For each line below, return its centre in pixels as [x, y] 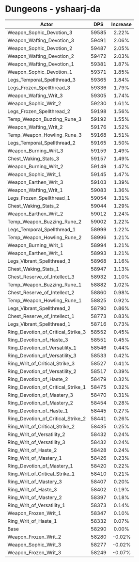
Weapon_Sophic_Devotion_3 [40, 32]
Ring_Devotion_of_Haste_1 [38, 411]
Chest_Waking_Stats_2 [33, 206]
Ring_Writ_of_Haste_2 [32, 450]
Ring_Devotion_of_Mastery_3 [40, 395]
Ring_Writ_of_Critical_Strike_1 [41, 474]
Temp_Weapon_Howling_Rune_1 [45, 300]
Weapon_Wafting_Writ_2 [35, 127]
